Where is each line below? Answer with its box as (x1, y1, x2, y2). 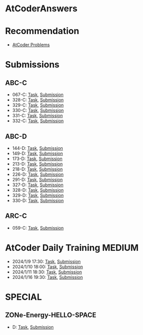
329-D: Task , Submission (12, 192, 64, 198)
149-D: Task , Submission (12, 150, 63, 156)
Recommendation (5, 26, 79, 37)
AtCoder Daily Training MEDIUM (5, 242, 139, 253)
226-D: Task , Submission (12, 171, 64, 177)
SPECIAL (5, 291, 42, 302)
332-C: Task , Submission (12, 118, 64, 124)
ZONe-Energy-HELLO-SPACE (5, 311, 97, 319)
